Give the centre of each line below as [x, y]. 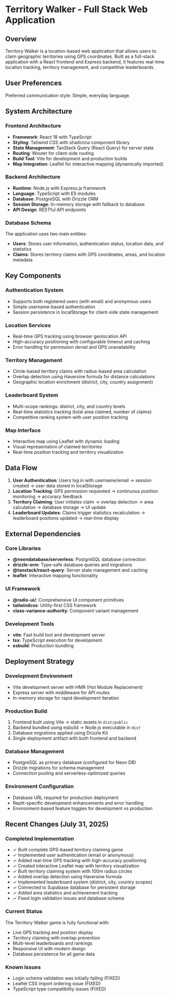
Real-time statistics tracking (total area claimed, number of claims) [82, 412]
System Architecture [39, 111]
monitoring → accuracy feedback [47, 496]
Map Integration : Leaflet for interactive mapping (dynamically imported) [88, 164]
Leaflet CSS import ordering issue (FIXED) [57, 983]
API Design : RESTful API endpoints [49, 210]
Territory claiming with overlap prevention [56, 938]
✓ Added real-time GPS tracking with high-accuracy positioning [79, 860]
